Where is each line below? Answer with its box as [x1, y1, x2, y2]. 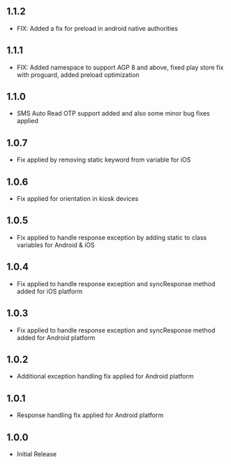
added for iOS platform [16, 287, 83, 295]
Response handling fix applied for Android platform [16, 411, 164, 419]
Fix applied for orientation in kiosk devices [16, 195, 139, 203]
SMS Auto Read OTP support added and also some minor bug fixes [16, 109, 210, 118]
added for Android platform [16, 333, 96, 342]
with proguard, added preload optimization [16, 70, 140, 79]
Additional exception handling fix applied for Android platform [16, 372, 194, 381]
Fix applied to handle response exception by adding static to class [16, 233, 207, 241]
